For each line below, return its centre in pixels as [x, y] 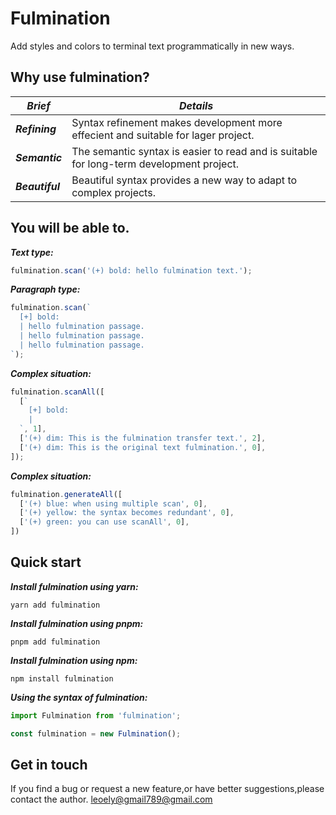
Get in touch [49, 765]
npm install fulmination [62, 678]
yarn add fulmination [55, 605]
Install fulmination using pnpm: [77, 623]
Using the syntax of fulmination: [79, 697]
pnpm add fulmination [55, 642]
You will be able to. [70, 228]
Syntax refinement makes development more [177, 122]
